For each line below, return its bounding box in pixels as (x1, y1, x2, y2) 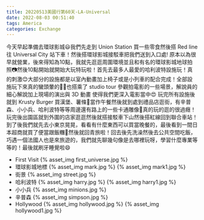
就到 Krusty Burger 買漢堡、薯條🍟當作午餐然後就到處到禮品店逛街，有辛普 (6, 98, 191, 106)
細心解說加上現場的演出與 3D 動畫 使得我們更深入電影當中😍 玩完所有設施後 (6, 91, 195, 98)
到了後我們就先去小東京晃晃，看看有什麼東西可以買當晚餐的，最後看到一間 (6, 121, 192, 128)
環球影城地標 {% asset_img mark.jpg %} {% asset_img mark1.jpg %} (15, 163, 186, 171)
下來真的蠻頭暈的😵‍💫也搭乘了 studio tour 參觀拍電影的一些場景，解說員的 (16, 83, 198, 91)
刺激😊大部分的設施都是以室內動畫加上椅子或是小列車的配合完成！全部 (11, 75, 188, 83)
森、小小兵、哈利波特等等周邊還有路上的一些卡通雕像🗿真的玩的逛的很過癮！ (6, 106, 196, 113)
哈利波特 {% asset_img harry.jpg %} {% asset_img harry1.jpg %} (15, 179, 177, 186)
